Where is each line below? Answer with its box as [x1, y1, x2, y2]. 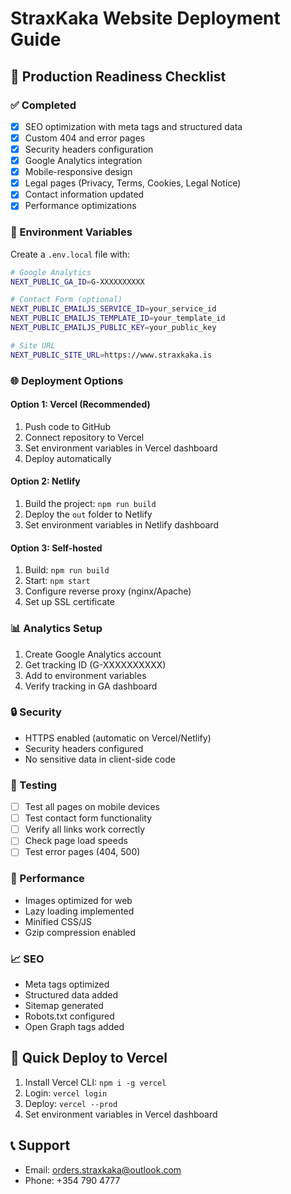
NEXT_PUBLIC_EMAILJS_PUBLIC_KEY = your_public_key [10, 323, 217, 333]
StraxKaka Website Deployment [10, 7, 281, 30]
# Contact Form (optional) [10, 295, 123, 305]
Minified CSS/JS [24, 915, 93, 927]
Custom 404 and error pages [24, 132, 146, 144]
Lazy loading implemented [24, 905, 135, 917]
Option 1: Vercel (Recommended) [10, 398, 151, 411]
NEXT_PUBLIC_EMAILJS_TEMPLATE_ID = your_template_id [10, 313, 226, 324]
